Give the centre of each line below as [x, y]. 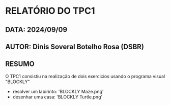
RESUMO [20, 64]
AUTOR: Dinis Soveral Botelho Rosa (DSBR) [75, 46]
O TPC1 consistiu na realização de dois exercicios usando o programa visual [85, 76]
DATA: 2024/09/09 [36, 30]
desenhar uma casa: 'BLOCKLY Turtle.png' [58, 97]
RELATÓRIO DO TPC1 [50, 11]
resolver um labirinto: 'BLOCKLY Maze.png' [58, 91]
